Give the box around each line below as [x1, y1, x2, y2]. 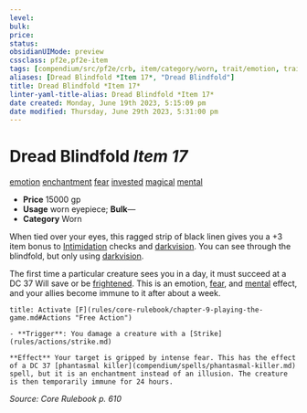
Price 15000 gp [22, 194, 81, 206]
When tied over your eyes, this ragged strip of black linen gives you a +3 [9, 231, 283, 242]
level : [9, 13, 35, 23]
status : [9, 38, 39, 48]
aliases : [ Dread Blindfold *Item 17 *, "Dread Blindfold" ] [9, 73, 235, 82]
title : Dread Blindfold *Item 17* [9, 81, 142, 90]
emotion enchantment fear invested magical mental [9, 176, 203, 187]
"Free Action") [74, 313, 132, 323]
